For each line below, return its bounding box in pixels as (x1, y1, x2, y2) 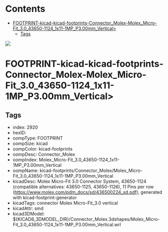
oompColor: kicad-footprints (12, 146, 73, 152)
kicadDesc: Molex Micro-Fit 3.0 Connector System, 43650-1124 (12, 178, 147, 184)
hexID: (12, 129, 26, 135)
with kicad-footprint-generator (12, 194, 77, 200)
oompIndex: (12, 156, 38, 163)
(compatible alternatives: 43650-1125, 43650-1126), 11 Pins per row (12, 184, 154, 190)
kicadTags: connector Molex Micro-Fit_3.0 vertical (12, 199, 118, 206)
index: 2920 (12, 124, 38, 130)
